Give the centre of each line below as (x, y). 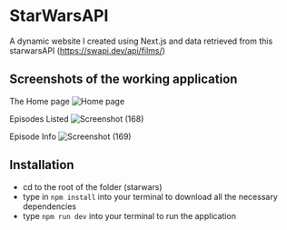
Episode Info (33, 136)
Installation (42, 165)
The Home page (40, 101)
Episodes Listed (40, 118)
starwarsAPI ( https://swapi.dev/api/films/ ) (88, 50)
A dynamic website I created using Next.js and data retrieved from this (141, 41)
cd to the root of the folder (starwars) (92, 186)
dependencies (49, 206)
